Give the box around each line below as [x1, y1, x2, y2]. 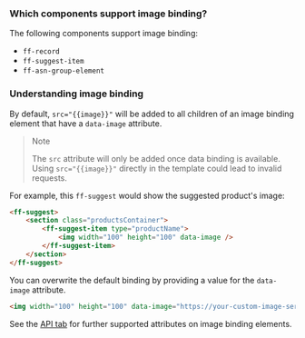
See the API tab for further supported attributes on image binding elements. [9, 318, 292, 329]
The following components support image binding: [9, 28, 198, 39]
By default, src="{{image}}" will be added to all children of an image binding [9, 108, 295, 119]
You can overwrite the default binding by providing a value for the [9, 274, 255, 285]
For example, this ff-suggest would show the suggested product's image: [9, 190, 285, 201]
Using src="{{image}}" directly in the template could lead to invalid [31, 163, 282, 174]
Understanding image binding [9, 87, 143, 100]
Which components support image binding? [9, 7, 208, 20]
